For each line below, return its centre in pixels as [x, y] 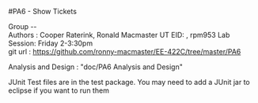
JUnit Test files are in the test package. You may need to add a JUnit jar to [129, 82]
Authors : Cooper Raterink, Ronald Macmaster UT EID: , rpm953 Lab [119, 35]
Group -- [23, 26]
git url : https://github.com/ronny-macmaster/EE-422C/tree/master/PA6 [125, 51]
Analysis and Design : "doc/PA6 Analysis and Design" [96, 67]
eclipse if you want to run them [59, 90]
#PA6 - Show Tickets [43, 11]
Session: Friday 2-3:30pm [51, 43]
